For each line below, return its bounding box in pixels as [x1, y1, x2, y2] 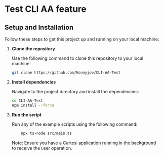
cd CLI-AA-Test [11, 98, 43, 103]
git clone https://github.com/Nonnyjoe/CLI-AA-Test [11, 70, 121, 75]
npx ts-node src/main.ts [21, 131, 72, 136]
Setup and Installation [4, 23, 74, 32]
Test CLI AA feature [4, 3, 87, 15]
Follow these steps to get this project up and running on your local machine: [4, 36, 159, 42]
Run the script [11, 112, 41, 117]
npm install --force [11, 103, 54, 108]
